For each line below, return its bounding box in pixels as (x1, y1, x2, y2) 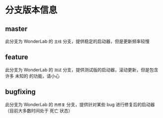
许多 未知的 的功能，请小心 (5, 73, 60, 79)
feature (5, 53, 29, 61)
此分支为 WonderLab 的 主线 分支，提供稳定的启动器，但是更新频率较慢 (5, 38, 150, 44)
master (5, 24, 28, 33)
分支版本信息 (5, 4, 58, 16)
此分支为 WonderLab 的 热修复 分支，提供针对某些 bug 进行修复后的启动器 (5, 101, 155, 107)
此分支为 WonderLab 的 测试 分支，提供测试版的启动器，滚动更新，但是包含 (5, 66, 159, 72)
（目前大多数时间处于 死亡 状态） (5, 108, 73, 114)
